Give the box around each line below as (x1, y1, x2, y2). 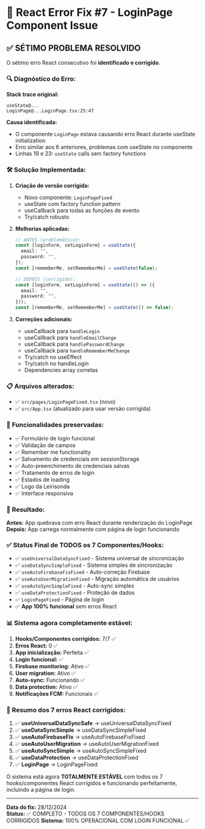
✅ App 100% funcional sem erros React (15, 603, 117, 610)
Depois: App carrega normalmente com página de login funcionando (6, 525, 180, 533)
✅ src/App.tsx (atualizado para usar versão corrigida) (15, 405, 151, 412)
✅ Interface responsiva (15, 489, 73, 497)
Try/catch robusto (24, 213, 70, 221)
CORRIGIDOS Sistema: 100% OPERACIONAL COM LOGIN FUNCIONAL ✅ (6, 817, 190, 824)
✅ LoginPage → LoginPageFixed (15, 761, 98, 768)
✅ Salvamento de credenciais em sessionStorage (15, 455, 140, 462)
